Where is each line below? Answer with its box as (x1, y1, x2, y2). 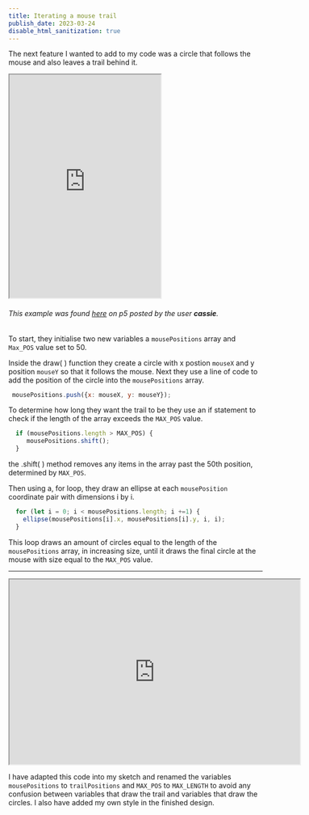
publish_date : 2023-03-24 (8, 19, 95, 27)
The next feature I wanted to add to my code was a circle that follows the (8, 49, 252, 59)
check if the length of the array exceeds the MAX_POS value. (8, 414, 203, 424)
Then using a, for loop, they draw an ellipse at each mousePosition (8, 484, 228, 493)
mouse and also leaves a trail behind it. (8, 57, 138, 67)
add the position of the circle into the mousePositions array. (8, 375, 204, 385)
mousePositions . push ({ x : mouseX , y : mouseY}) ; (11, 391, 172, 399)
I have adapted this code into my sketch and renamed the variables (8, 771, 232, 781)
